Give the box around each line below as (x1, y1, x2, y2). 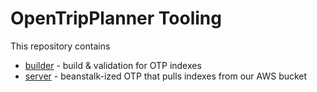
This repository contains (10, 40, 111, 52)
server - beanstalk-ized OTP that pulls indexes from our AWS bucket (24, 70, 308, 82)
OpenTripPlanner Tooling (10, 7, 222, 30)
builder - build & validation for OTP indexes (24, 59, 202, 71)
